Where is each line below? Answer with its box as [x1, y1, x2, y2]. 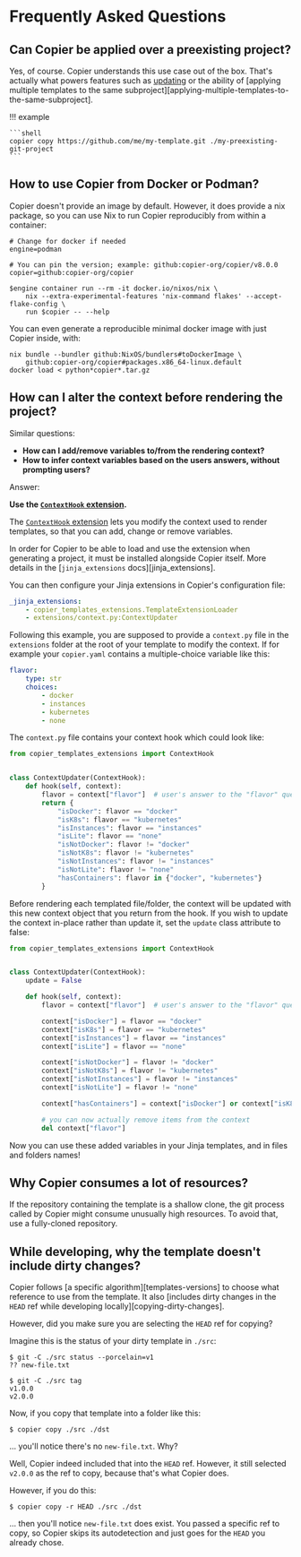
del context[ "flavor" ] [41, 1123, 126, 1132]
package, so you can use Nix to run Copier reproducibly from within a [9, 210, 267, 220]
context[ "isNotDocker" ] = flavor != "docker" [41, 1058, 215, 1067]
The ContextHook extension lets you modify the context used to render [9, 516, 268, 527]
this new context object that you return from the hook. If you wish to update [9, 908, 288, 918]
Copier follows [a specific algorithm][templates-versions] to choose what [9, 1282, 279, 1293]
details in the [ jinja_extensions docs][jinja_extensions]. [9, 562, 216, 572]
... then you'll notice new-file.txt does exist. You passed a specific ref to [9, 1518, 280, 1529]
